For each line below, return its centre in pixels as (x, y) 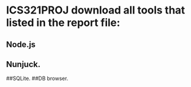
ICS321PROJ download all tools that (96, 10)
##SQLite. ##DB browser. (37, 78)
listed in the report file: (63, 23)
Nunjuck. (23, 64)
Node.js (21, 44)
